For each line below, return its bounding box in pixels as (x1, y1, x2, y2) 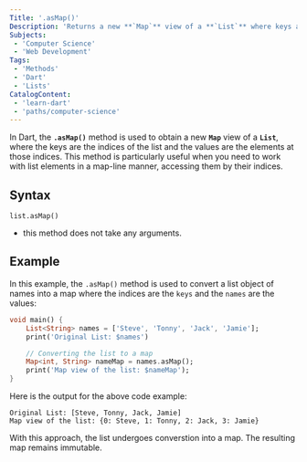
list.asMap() (9, 212, 59, 221)
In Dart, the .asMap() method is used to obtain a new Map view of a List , (9, 131, 279, 142)
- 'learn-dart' (13, 98, 71, 108)
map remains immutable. (9, 442, 102, 453)
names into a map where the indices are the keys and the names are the (9, 288, 275, 299)
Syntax (9, 187, 51, 203)
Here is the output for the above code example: (9, 391, 187, 402)
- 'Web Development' (13, 47, 92, 57)
